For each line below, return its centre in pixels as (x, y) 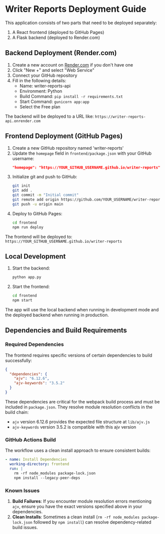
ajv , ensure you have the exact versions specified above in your (77, 506)
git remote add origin (35, 200)
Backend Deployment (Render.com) (61, 53)
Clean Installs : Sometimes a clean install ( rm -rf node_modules (76, 517)
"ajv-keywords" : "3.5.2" (39, 383)
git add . (22, 191)
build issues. (25, 527)
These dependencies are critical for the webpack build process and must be (82, 401)
